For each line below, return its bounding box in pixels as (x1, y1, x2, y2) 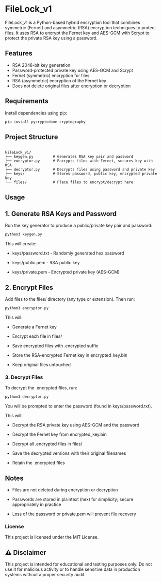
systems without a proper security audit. (5, 572, 86, 578)
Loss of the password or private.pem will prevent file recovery (12, 511, 137, 517)
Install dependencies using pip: (5, 110, 67, 116)
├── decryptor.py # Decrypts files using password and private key (5, 167, 155, 172)
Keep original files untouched (12, 362, 71, 368)
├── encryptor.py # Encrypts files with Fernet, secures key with (5, 158, 153, 164)
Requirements (5, 97, 49, 105)
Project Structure (5, 133, 58, 141)
